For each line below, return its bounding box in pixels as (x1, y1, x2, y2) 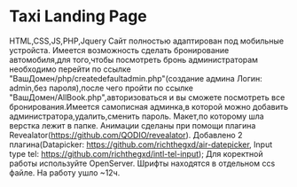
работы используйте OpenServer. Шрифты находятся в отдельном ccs (9, 158, 276, 168)
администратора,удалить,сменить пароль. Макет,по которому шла (9, 111, 264, 121)
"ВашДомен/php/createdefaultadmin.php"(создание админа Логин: (9, 73, 263, 83)
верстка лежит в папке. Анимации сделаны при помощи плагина (9, 120, 256, 130)
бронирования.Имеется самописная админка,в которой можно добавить (9, 101, 289, 112)
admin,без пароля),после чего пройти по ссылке (9, 82, 193, 93)
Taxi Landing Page (9, 6, 148, 27)
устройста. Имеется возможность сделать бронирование (9, 44, 230, 55)
